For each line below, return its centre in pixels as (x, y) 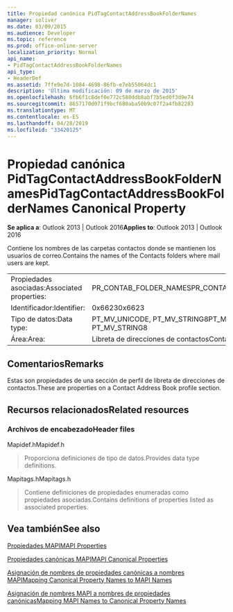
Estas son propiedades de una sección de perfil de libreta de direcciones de (116, 381)
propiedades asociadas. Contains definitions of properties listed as (119, 500)
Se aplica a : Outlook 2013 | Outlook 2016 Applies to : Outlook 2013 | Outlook (115, 228)
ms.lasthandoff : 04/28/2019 (48, 123)
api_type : (21, 71)
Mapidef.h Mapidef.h (36, 444)
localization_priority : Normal (52, 53)
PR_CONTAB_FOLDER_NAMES (142, 288)
